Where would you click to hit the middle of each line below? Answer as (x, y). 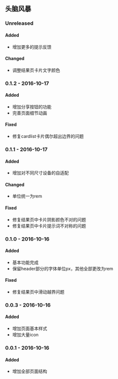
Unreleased (19, 23)
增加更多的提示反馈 (32, 47)
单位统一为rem (27, 196)
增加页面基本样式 (30, 328)
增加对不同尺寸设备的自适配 (40, 173)
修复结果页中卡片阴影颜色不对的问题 (49, 219)
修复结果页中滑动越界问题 (38, 292)
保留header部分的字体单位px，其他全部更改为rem (63, 268)
